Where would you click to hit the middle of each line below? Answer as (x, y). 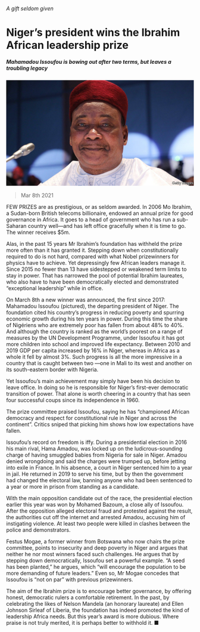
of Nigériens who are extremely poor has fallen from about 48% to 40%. (95, 325)
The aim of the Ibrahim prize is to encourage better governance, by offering (99, 591)
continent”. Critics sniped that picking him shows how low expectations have (100, 424)
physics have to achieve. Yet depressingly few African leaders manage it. (96, 263)
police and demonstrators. (38, 530)
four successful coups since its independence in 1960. (73, 400)
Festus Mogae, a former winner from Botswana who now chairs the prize (96, 542)
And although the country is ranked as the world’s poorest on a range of (94, 332)
